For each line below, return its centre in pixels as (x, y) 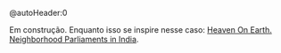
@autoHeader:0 (38, 13)
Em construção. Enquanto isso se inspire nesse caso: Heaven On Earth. (140, 30)
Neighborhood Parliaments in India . (74, 39)
